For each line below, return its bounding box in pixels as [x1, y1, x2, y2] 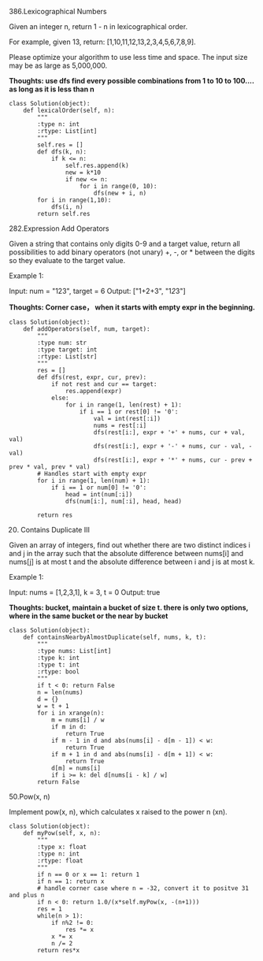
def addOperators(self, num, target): [23, 325, 150, 333]
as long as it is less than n [9, 84, 94, 94]
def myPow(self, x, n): [23, 829, 102, 837]
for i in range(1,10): [37, 196, 112, 204]
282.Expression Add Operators [9, 224, 109, 233]
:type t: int [37, 661, 80, 669]
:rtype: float [37, 857, 83, 865]
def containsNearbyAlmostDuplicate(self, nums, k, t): [23, 633, 207, 641]
